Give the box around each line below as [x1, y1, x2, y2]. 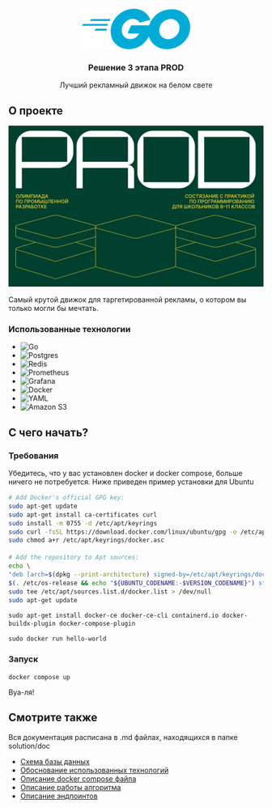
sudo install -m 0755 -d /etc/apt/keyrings [8, 519, 158, 527]
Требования [8, 449, 59, 461]
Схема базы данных [19, 756, 91, 766]
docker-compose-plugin [59, 619, 136, 628]
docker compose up [8, 673, 70, 681]
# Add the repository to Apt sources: [8, 554, 139, 562]
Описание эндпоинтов [19, 791, 99, 801]
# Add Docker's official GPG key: [8, 494, 125, 502]
